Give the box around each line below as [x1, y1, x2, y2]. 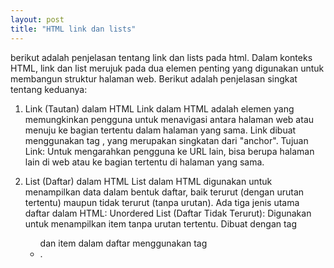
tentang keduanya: [10, 83, 88, 95]
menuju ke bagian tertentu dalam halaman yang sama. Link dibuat [24, 124, 297, 136]
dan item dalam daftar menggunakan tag [39, 237, 208, 249]
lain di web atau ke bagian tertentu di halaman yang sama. [24, 156, 265, 168]
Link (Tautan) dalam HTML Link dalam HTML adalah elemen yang [24, 102, 295, 115]
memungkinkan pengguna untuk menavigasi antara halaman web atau [24, 113, 315, 125]
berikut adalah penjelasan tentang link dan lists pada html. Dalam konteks [10, 51, 313, 63]
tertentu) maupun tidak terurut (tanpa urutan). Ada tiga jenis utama [24, 196, 300, 208]
